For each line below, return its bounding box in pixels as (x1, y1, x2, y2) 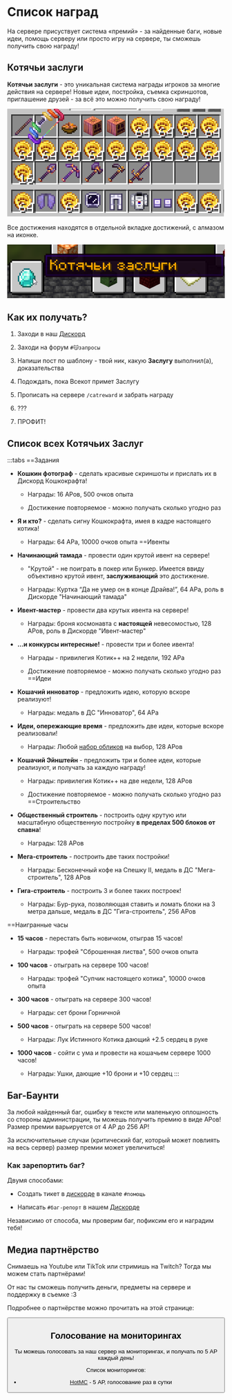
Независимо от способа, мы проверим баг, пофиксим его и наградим (7, 1217, 214, 1225)
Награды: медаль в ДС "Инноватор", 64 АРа (27, 708, 159, 717)
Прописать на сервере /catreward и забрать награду (17, 391, 174, 399)
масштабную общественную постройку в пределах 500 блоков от (17, 818, 215, 827)
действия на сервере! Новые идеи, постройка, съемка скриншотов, (7, 87, 209, 95)
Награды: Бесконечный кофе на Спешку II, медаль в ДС (27, 866, 193, 874)
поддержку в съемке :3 (7, 1291, 77, 1299)
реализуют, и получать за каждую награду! (17, 764, 146, 772)
